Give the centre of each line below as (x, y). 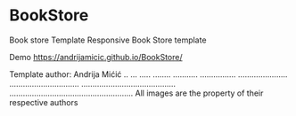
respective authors (44, 102)
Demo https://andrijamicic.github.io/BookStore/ (96, 57)
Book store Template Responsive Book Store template (108, 40)
